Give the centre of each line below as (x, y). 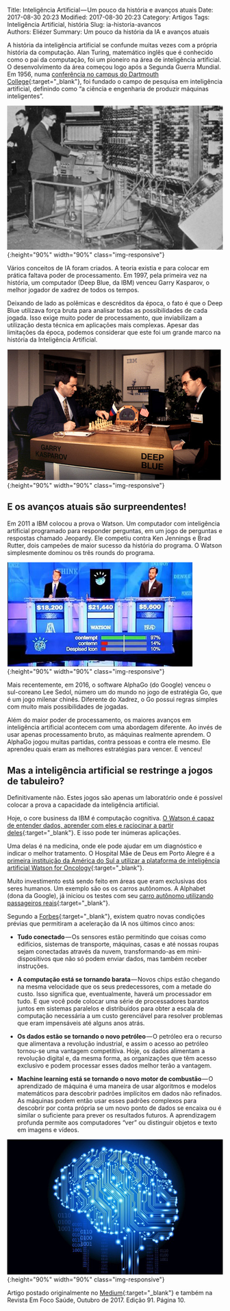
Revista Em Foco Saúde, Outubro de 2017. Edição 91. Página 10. (97, 1300)
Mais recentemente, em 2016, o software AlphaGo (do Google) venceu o (109, 685)
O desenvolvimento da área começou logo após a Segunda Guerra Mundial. (114, 67)
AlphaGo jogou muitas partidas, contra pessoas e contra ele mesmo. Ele (109, 742)
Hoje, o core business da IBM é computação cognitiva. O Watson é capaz (111, 818)
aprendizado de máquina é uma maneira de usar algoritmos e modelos (117, 1086)
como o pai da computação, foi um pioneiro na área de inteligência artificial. (114, 60)
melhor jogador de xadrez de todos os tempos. (73, 290)
